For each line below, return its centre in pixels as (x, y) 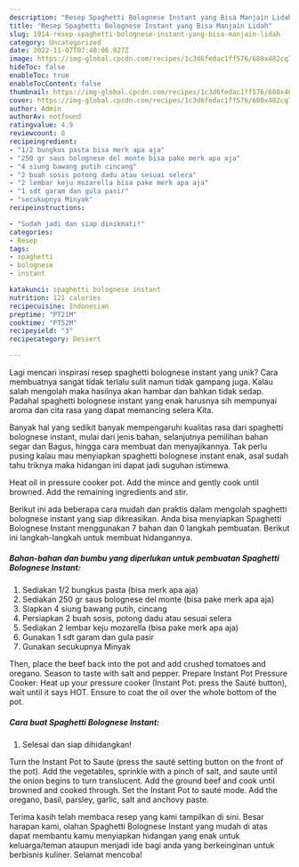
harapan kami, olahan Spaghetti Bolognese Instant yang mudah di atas (139, 826)
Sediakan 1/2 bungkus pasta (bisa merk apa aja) (110, 589)
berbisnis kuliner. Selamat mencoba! (76, 855)
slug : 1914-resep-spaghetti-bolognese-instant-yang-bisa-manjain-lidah (145, 34)
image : (21, 59)
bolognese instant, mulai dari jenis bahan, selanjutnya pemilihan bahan (139, 437)
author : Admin (36, 109)
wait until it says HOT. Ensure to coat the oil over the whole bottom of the (143, 692)
